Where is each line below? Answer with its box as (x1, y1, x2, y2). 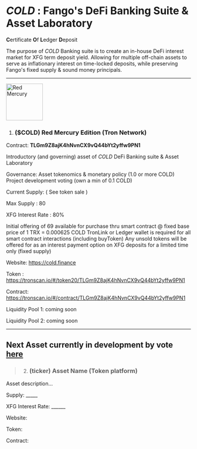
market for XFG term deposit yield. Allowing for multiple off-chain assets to (6, 54, 188, 61)
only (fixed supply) (6, 248, 52, 255)
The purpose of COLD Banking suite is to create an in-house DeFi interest (6, 47, 184, 54)
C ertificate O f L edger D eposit (6, 36, 78, 43)
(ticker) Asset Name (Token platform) (29, 367, 138, 375)
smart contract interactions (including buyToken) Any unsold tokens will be (6, 235, 187, 242)
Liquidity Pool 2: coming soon (6, 317, 78, 324)
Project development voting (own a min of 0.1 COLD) (6, 177, 133, 184)
